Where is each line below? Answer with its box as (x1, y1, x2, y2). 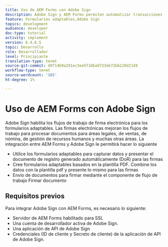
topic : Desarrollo (5, 45, 44, 50)
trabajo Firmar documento (12, 177, 67, 183)
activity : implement (5, 36, 49, 41)
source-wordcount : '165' (5, 73, 57, 78)
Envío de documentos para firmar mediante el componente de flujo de (12, 172, 158, 178)
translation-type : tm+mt (5, 59, 57, 64)
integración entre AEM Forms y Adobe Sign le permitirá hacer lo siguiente (5, 141, 157, 147)
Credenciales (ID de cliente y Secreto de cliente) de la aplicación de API (12, 231, 161, 237)
